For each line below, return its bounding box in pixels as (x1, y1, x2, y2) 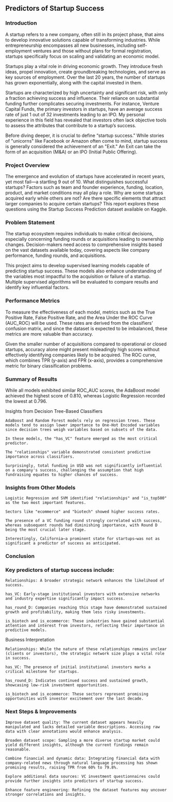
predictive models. (5, 627, 47, 633)
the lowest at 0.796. (5, 398, 47, 404)
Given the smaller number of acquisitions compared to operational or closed (5, 341, 167, 347)
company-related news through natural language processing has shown (5, 760, 158, 765)
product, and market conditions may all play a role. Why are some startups (5, 189, 163, 196)
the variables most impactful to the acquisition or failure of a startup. (5, 273, 151, 280)
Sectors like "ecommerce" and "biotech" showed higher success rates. (5, 509, 160, 514)
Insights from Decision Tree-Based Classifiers (5, 408, 103, 414)
